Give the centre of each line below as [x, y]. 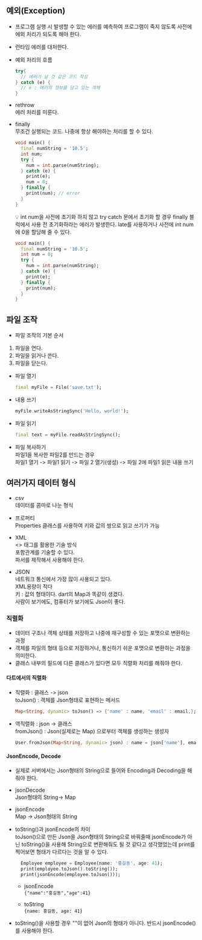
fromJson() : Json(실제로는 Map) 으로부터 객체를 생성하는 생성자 [92, 731]
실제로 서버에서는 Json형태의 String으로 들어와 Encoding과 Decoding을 [100, 771]
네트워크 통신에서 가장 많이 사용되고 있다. [63, 579]
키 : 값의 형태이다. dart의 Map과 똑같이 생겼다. [70, 594]
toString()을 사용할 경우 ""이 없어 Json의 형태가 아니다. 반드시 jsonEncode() [105, 923]
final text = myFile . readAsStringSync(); [68, 435]
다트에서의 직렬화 [27, 678]
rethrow [25, 105]
